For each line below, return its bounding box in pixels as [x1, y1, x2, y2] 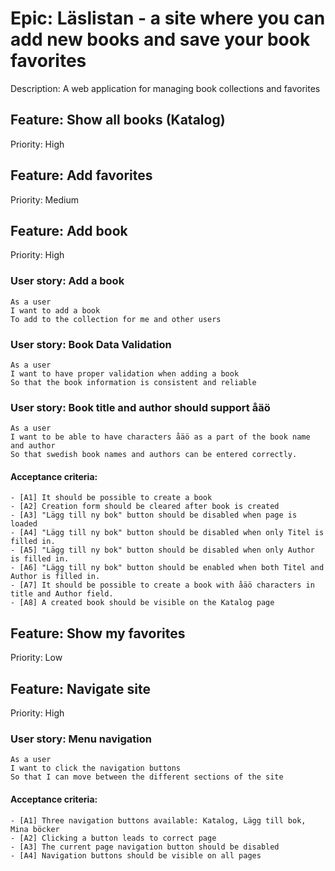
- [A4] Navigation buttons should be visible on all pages [10, 850, 262, 861]
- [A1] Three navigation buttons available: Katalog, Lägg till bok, [10, 815, 307, 826]
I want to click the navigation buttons [10, 763, 182, 774]
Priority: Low [10, 652, 63, 664]
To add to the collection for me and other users [10, 314, 222, 324]
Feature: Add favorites [10, 167, 153, 184]
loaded [10, 519, 38, 529]
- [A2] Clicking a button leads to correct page [10, 833, 217, 843]
